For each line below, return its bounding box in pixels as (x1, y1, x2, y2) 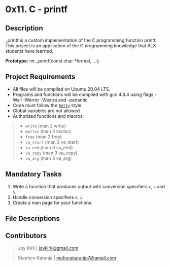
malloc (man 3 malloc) (25, 128, 72, 134)
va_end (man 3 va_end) (25, 144, 73, 150)
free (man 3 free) (25, 134, 62, 140)
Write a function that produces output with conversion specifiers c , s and (12, 183, 165, 189)
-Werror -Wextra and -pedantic (22, 96, 88, 103)
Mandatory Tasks (5, 170, 62, 179)
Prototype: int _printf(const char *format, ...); (5, 58, 100, 64)
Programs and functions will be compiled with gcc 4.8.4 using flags (12, 91, 154, 97)
